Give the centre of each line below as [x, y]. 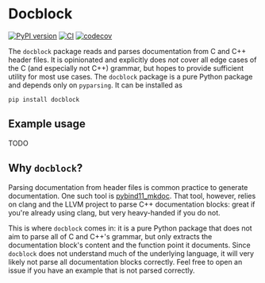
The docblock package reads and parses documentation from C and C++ [127, 51]
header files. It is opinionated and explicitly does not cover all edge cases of [132, 60]
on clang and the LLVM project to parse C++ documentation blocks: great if [132, 204]
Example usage [47, 124]
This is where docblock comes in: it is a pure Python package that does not [130, 228]
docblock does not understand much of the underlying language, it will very [131, 253]
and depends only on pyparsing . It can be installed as [95, 85]
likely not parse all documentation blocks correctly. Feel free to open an [125, 262]
